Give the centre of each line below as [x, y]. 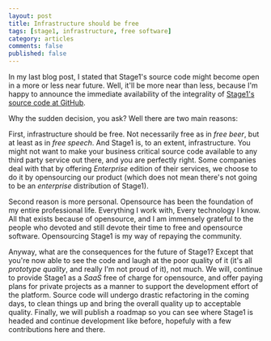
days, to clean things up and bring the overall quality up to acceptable [125, 304]
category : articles [41, 39]
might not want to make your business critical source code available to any [133, 151]
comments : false [36, 46]
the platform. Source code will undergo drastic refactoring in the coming [129, 295]
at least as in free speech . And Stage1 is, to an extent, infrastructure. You [129, 142]
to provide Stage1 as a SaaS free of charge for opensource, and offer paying [136, 278]
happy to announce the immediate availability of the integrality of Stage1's [131, 94]
